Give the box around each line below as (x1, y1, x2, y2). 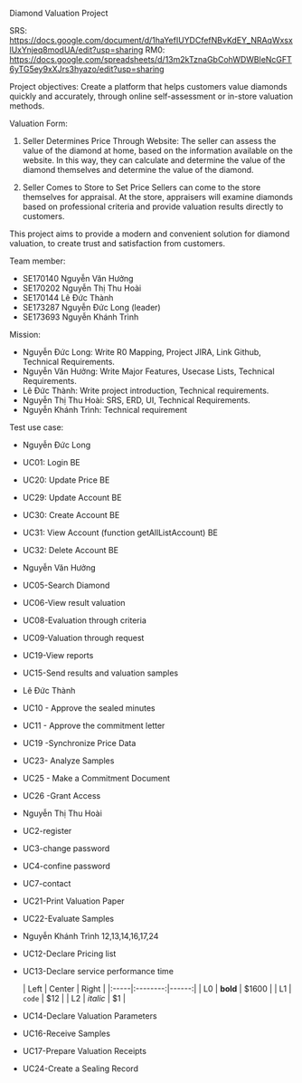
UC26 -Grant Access (22, 791, 101, 800)
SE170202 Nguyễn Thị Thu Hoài (22, 283, 142, 293)
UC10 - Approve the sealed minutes (22, 703, 156, 714)
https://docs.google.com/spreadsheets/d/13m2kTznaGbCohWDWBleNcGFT (9, 54, 292, 64)
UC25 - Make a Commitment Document (22, 773, 170, 783)
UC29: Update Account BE (22, 493, 122, 503)
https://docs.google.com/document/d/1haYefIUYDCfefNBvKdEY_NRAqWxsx (9, 35, 294, 45)
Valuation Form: (9, 118, 68, 129)
